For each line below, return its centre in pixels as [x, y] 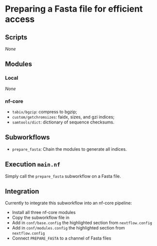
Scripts [16, 37]
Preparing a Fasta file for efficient [74, 9]
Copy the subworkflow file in [41, 218]
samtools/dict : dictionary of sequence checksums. [63, 122]
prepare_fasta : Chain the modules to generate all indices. [69, 149]
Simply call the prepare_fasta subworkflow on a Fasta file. [63, 176]
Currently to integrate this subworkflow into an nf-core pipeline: [69, 203]
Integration [22, 191]
